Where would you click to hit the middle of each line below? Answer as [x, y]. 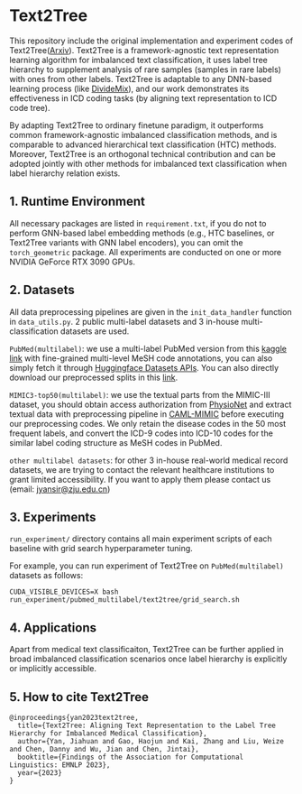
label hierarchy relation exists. [65, 173]
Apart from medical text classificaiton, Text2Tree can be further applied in [146, 650]
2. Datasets [42, 290]
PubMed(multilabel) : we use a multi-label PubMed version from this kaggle [148, 348]
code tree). [30, 107]
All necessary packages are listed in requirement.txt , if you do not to [138, 223]
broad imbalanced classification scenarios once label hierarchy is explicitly [148, 659]
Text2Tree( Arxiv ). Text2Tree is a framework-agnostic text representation [144, 50]
